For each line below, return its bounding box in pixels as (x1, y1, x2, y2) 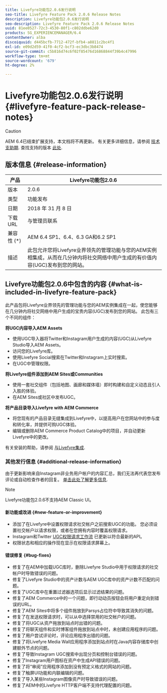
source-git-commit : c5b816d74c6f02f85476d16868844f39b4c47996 (5, 49, 137, 54)
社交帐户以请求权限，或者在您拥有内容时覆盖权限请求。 (16, 527, 130, 533)
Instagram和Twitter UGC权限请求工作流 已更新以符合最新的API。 (12, 534, 145, 540)
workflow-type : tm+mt (5, 53, 50, 59)
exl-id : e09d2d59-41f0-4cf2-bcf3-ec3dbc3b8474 (5, 44, 103, 49)
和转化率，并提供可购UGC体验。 (12, 421, 79, 427)
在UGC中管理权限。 (12, 360, 53, 366)
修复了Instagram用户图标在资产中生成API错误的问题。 (12, 658, 123, 664)
